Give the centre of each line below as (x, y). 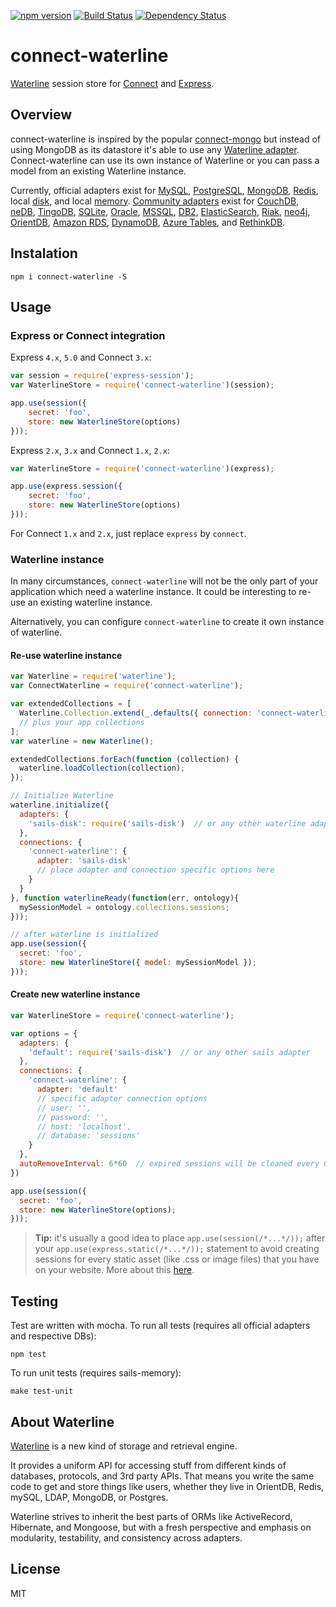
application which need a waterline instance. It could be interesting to (153, 592)
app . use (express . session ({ (66, 486)
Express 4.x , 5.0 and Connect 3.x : (81, 357)
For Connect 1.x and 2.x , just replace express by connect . (128, 533)
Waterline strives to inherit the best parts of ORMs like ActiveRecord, (151, 1516)
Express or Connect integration (88, 335)
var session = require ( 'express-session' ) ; (102, 376)
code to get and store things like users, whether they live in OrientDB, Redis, (167, 1486)
